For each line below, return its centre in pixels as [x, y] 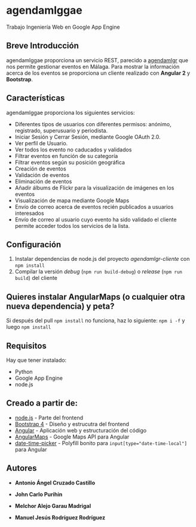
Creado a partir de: [42, 403]
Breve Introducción [43, 46]
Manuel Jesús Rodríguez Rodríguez [60, 517]
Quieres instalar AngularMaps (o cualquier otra [96, 297]
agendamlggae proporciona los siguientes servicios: [71, 112]
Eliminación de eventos [43, 181]
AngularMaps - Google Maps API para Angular [72, 437]
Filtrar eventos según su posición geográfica [70, 162]
